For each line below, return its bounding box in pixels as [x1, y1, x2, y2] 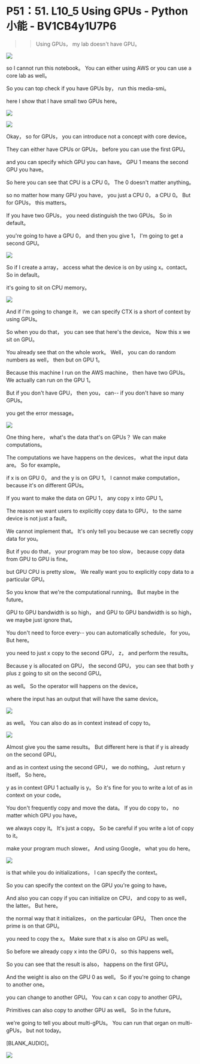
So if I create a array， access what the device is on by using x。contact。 [6, 263, 190, 271]
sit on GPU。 [6, 336, 38, 343]
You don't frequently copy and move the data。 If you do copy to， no [6, 804, 180, 811]
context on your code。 [6, 791, 65, 799]
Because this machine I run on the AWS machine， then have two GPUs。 [6, 369, 189, 376]
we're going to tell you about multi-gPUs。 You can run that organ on [6, 1019, 177, 1026]
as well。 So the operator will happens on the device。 [6, 682, 141, 689]
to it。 [6, 832, 21, 839]
